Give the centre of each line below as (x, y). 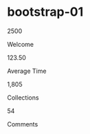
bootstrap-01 (45, 12)
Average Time (27, 71)
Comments (23, 124)
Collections (23, 98)
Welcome (21, 44)
